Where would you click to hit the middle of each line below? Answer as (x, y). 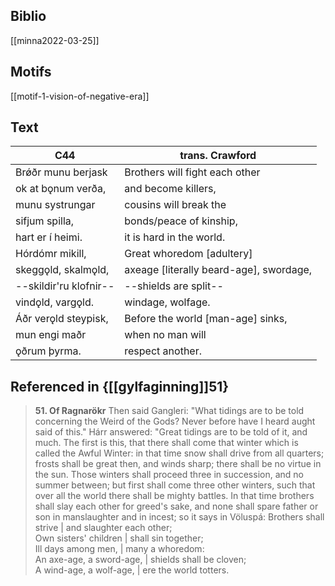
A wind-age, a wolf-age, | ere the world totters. (132, 570)
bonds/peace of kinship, (181, 221)
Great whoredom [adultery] (188, 254)
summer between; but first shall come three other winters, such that (175, 485)
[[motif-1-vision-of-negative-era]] (80, 96)
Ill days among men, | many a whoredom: (119, 549)
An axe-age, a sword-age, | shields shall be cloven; (140, 560)
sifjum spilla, (45, 221)
